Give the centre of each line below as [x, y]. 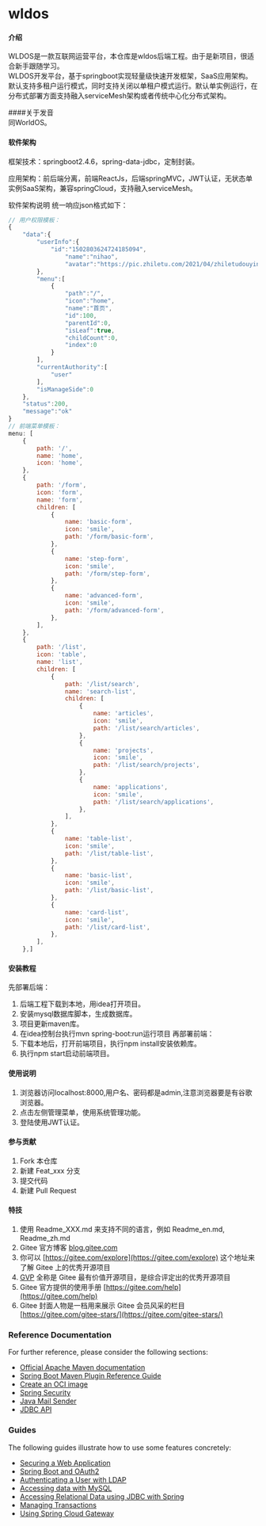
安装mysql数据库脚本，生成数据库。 [78, 1014]
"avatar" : [81, 264]
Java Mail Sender [48, 1401]
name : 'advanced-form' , [104, 596]
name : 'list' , [60, 662]
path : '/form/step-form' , [107, 574]
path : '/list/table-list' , [109, 853]
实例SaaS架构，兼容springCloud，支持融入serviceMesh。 [103, 188]
